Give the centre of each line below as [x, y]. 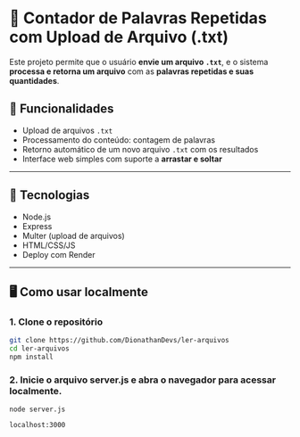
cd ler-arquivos [39, 349]
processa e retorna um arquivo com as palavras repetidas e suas [132, 71]
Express [37, 226]
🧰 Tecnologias [50, 195]
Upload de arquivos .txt [67, 130]
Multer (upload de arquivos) [73, 235]
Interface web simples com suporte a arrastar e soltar [122, 159]
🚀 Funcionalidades [62, 109]
